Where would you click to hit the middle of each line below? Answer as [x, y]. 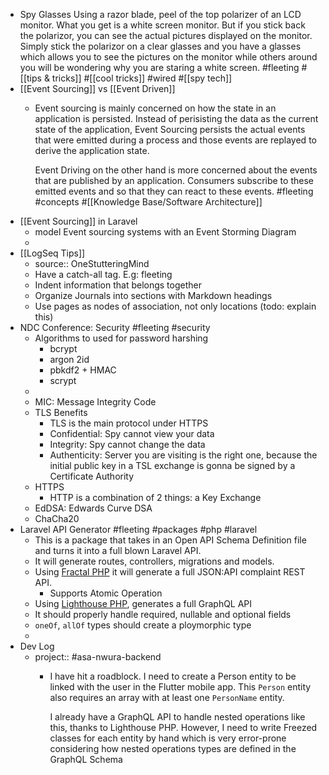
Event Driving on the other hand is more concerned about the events [176, 170]
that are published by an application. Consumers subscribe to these [174, 180]
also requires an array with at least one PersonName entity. [167, 697]
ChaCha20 [57, 518]
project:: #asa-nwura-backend [98, 657]
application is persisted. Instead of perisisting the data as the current [176, 118]
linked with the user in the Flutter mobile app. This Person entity [180, 687]
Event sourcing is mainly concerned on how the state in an [155, 108]
